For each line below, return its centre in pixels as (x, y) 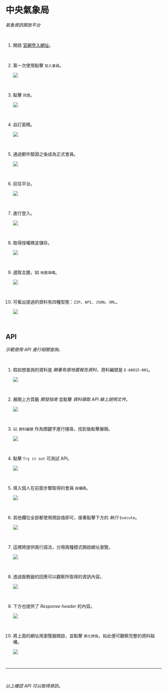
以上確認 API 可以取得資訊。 (34, 686)
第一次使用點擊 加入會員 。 (38, 65)
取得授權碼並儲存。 (32, 242)
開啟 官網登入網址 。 (33, 45)
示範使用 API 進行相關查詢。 (34, 349)
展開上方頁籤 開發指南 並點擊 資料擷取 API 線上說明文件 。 (71, 399)
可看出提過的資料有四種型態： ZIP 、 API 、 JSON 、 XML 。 (66, 302)
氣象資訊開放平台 (23, 25)
